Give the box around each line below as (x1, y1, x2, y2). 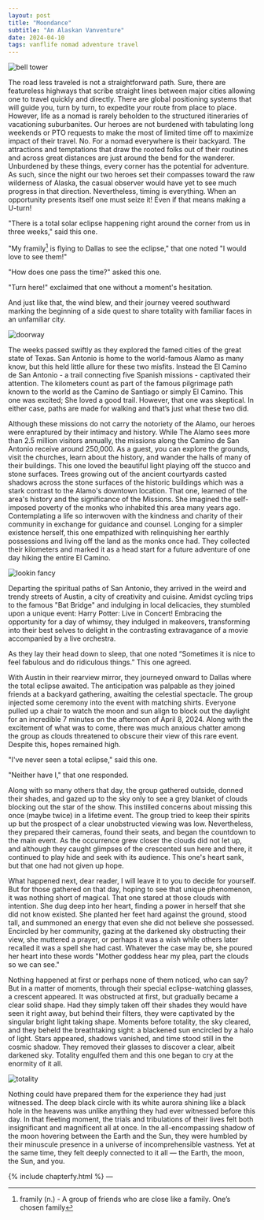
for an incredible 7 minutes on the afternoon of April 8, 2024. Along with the (8, 714, 254, 723)
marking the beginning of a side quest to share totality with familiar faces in (8, 306, 252, 315)
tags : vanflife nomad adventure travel (8, 41, 139, 49)
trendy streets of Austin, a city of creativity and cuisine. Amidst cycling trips (8, 592, 254, 601)
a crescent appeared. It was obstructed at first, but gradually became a (8, 991, 239, 1001)
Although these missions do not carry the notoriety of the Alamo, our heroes (8, 418, 255, 428)
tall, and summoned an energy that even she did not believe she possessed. (8, 917, 255, 927)
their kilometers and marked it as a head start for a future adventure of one (8, 545, 251, 554)
